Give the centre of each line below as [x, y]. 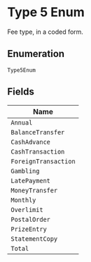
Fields [21, 92]
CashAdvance [31, 142]
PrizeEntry [29, 229]
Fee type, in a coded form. [45, 32]
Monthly [23, 200]
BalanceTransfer [38, 132]
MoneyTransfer [34, 190]
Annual [22, 123]
